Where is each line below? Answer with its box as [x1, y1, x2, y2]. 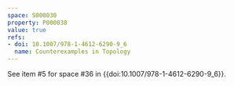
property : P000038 [7, 19, 68, 27]
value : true [7, 26, 46, 34]
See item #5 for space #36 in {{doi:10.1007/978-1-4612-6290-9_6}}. [7, 70, 227, 78]
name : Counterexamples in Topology [14, 48, 131, 56]
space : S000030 [7, 11, 57, 20]
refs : [7, 33, 25, 41]
